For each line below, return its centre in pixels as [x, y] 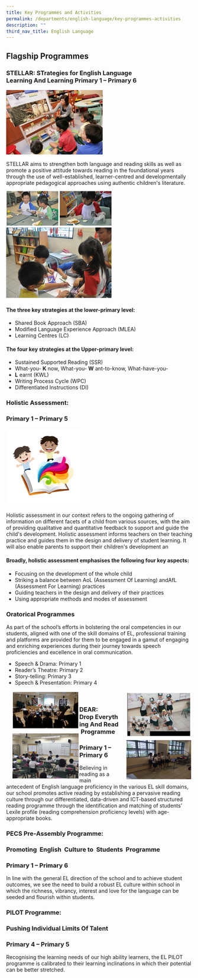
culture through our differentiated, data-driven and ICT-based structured [95, 800]
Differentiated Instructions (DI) [51, 388]
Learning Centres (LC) [42, 335]
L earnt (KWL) [32, 375]
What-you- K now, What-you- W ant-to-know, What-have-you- [91, 369]
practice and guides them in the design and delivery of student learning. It [96, 541]
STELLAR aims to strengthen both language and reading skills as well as [94, 164]
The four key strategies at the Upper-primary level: [70, 349]
